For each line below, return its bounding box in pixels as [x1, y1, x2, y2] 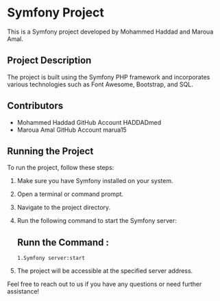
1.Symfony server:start [16, 255, 86, 262]
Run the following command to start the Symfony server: [16, 217, 177, 225]
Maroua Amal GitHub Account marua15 [16, 125, 127, 134]
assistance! [7, 287, 40, 296]
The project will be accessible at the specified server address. [16, 267, 193, 275]
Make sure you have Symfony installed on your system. [16, 177, 173, 185]
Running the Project [7, 145, 94, 157]
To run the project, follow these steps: [7, 163, 114, 172]
